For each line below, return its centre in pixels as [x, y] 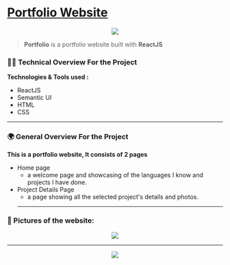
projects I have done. [57, 182]
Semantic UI [34, 98]
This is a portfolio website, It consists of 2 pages [77, 154]
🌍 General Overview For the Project [68, 137]
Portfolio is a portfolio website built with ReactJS [93, 44]
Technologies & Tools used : [48, 77]
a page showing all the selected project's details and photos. [113, 197]
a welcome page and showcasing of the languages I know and [115, 175]
